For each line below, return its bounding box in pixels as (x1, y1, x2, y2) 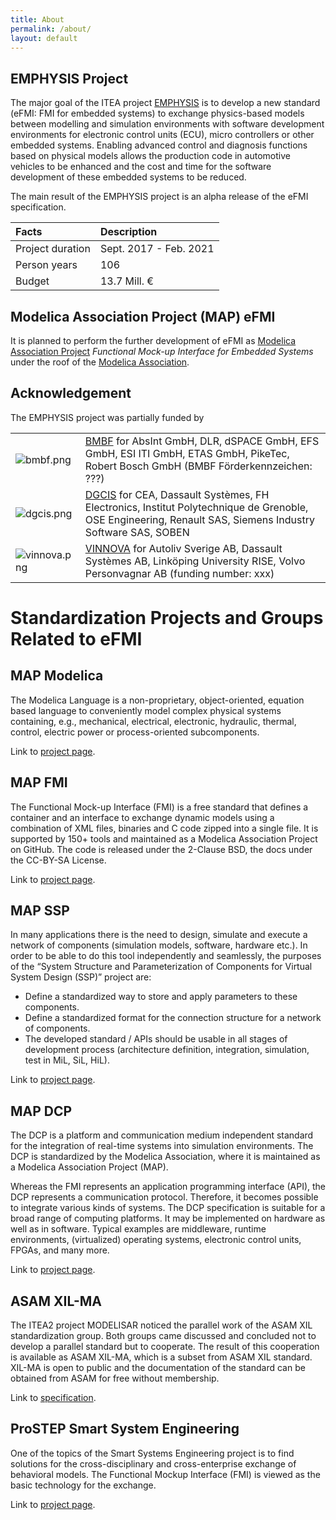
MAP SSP (10, 902, 70, 920)
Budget (15, 274, 50, 288)
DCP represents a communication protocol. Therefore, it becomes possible (10, 1191, 319, 1203)
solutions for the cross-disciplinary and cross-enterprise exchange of (10, 1457, 297, 1470)
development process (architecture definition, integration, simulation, (24, 1044, 310, 1056)
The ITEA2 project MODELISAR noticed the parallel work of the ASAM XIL (10, 1319, 313, 1331)
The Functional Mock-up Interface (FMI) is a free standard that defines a (10, 801, 309, 813)
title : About (10, 14, 65, 25)
